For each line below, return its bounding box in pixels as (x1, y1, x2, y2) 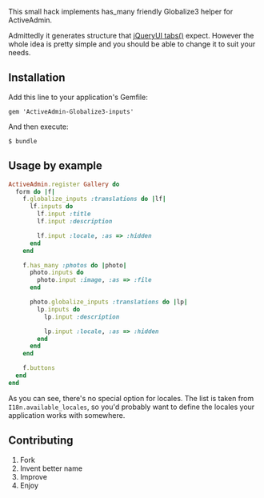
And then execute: (8, 122, 69, 131)
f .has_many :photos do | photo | (22, 261, 127, 269)
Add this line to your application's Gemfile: (8, 92, 148, 102)
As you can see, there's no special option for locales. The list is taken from (8, 393, 254, 403)
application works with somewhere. (8, 410, 126, 420)
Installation (8, 71, 66, 85)
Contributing (8, 434, 74, 448)
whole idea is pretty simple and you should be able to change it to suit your (8, 39, 256, 49)
